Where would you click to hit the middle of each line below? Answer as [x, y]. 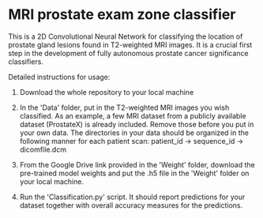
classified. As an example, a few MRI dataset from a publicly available [133, 115]
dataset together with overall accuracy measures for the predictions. [131, 205]
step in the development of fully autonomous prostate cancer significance [128, 53]
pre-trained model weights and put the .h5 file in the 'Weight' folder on [134, 173]
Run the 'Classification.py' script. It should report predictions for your [132, 197]
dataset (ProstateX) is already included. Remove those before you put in [137, 124]
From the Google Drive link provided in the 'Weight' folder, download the [137, 164]
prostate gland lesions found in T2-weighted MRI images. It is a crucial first [130, 44]
